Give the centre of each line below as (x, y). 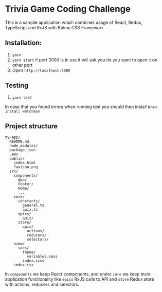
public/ (17, 159)
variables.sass (42, 256)
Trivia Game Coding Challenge (68, 9)
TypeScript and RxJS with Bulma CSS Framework (54, 27)
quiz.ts (30, 210)
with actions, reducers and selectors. (42, 284)
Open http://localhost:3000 (41, 70)
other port (22, 65)
